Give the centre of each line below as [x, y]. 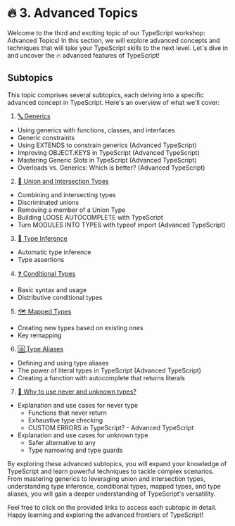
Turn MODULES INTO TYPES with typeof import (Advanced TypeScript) [121, 225]
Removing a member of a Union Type [71, 210]
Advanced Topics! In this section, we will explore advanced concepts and [114, 40]
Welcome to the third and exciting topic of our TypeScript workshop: [107, 32]
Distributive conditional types [60, 297]
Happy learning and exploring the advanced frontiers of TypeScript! [106, 515]
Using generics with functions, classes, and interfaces [96, 130]
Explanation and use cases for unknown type [83, 435]
